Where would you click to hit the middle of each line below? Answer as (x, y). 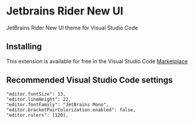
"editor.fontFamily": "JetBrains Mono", (58, 104)
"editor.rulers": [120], (37, 115)
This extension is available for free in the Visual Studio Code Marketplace (97, 61)
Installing (24, 47)
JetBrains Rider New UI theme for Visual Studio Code (72, 28)
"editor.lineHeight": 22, (39, 99)
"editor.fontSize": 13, (36, 94)
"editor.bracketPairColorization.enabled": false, (71, 110)
